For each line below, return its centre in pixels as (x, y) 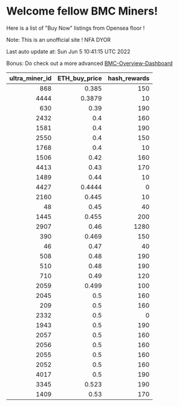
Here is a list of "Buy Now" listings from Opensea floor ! (76, 28)
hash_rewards (129, 78)
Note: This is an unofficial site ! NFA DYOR (58, 39)
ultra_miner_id (31, 78)
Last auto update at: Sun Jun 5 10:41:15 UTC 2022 (68, 51)
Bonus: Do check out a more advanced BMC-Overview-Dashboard (89, 63)
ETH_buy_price (80, 78)
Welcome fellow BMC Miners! (82, 11)
